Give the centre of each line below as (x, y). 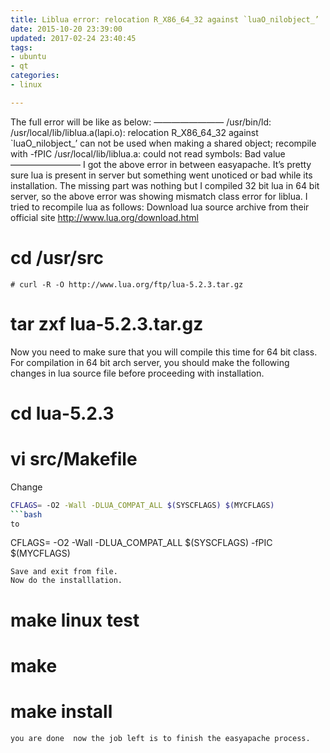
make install (61, 711)
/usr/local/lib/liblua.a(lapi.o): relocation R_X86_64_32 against (134, 132)
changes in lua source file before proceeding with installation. (137, 373)
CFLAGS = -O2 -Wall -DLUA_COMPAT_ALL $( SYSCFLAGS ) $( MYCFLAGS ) (142, 505)
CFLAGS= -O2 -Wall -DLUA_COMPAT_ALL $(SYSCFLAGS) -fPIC (141, 543)
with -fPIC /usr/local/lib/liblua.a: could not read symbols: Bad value (148, 153)
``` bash (26, 514)
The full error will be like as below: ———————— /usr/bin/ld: (141, 122)
